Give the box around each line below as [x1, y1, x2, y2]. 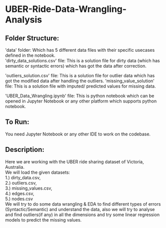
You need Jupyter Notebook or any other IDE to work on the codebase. [5, 131, 151, 137]
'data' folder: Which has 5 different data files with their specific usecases [5, 47, 155, 53]
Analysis [5, 14, 42, 25]
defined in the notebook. [5, 52, 56, 58]
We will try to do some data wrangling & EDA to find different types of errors [5, 201, 161, 207]
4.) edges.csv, [5, 190, 35, 196]
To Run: [5, 118, 30, 126]
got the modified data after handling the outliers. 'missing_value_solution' [5, 78, 155, 84]
